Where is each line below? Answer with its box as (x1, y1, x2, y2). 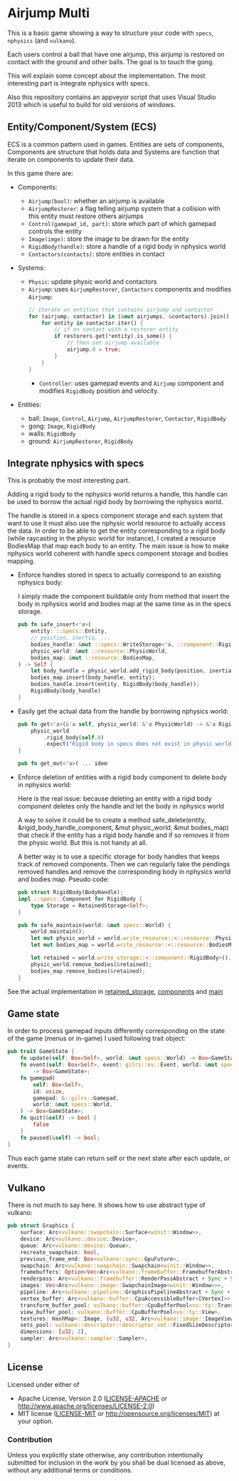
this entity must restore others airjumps (28, 212, 144, 220)
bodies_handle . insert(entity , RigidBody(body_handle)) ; (31, 681, 200, 688)
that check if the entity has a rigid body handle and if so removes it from (17, 831, 230, 839)
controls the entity (28, 227, 83, 235)
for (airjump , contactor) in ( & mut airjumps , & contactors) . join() (28, 312, 230, 320)
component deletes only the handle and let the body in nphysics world (17, 802, 224, 811)
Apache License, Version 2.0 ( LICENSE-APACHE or (17, 1394, 168, 1403)
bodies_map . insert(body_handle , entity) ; (31, 674, 155, 682)
